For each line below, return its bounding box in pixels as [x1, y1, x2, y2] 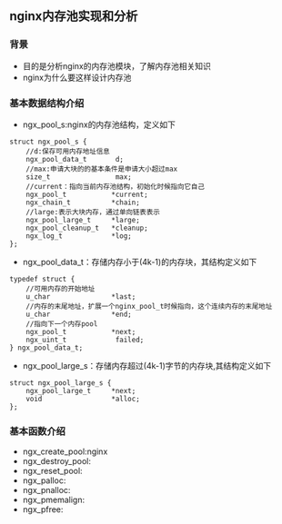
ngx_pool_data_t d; [25, 154, 125, 163]
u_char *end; [25, 310, 132, 319]
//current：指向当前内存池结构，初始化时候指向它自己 [25, 182, 205, 191]
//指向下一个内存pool [25, 319, 98, 329]
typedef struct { [9, 274, 76, 283]
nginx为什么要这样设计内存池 [22, 72, 132, 83]
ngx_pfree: [22, 504, 64, 515]
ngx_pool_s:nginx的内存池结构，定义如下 [22, 119, 176, 130]
